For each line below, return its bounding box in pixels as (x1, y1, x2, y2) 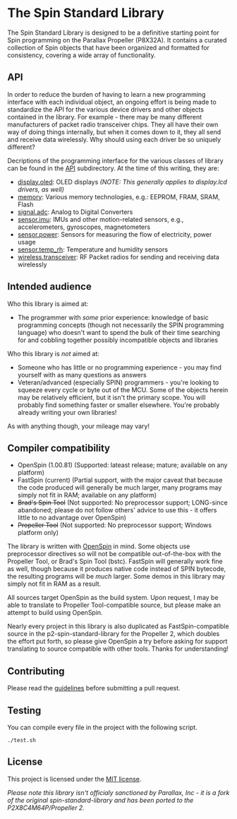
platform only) (17, 529, 59, 537)
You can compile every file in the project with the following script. (7, 723, 197, 731)
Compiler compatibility (7, 442, 111, 454)
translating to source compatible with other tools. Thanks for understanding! (7, 644, 229, 653)
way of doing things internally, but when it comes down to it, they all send (7, 127, 221, 136)
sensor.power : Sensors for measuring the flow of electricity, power (17, 230, 212, 238)
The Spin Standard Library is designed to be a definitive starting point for (7, 28, 219, 37)
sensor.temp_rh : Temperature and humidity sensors (17, 245, 168, 254)
